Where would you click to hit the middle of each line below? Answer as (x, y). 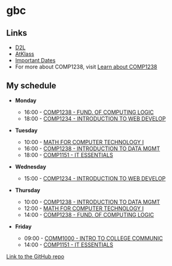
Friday (23, 226)
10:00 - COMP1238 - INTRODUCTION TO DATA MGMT (92, 202)
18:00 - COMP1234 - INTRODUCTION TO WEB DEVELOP (95, 118)
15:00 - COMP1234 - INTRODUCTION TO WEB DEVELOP (95, 178)
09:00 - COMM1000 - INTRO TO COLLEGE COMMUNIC (94, 238)
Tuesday (26, 130)
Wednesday (31, 167)
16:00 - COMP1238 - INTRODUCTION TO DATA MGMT (92, 148)
